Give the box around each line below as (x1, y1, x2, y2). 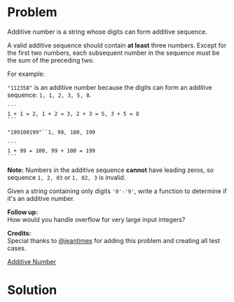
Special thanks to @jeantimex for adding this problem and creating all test (7, 236, 221, 244)
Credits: (7, 229, 32, 237)
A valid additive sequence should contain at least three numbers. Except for (7, 41, 227, 49)
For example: (7, 70, 46, 78)
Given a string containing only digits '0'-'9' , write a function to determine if (7, 187, 228, 195)
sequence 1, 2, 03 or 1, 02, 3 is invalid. (7, 173, 126, 181)
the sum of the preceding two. (7, 55, 95, 64)
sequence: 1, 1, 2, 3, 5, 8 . (7, 91, 92, 99)
